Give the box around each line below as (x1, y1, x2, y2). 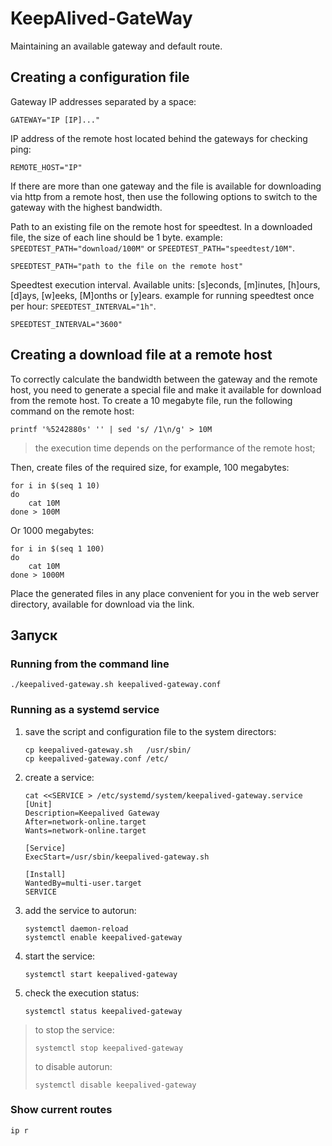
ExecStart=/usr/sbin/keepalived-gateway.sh (24, 852, 210, 862)
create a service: (24, 771, 95, 783)
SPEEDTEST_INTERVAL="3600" (10, 319, 123, 329)
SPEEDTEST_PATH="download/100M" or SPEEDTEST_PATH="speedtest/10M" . (10, 242, 296, 254)
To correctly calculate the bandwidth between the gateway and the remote (10, 373, 318, 385)
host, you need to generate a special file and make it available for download (10, 383, 322, 396)
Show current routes (10, 1103, 113, 1117)
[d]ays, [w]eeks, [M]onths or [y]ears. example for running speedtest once (10, 289, 315, 301)
